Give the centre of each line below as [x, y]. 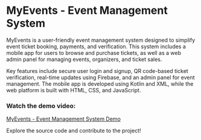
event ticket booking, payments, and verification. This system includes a [96, 46]
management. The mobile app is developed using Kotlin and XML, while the [100, 84]
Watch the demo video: [41, 106]
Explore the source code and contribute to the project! [74, 131]
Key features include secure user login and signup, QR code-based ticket [97, 71]
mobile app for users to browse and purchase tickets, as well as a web [94, 52]
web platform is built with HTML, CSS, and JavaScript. [74, 90]
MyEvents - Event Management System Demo [63, 119]
